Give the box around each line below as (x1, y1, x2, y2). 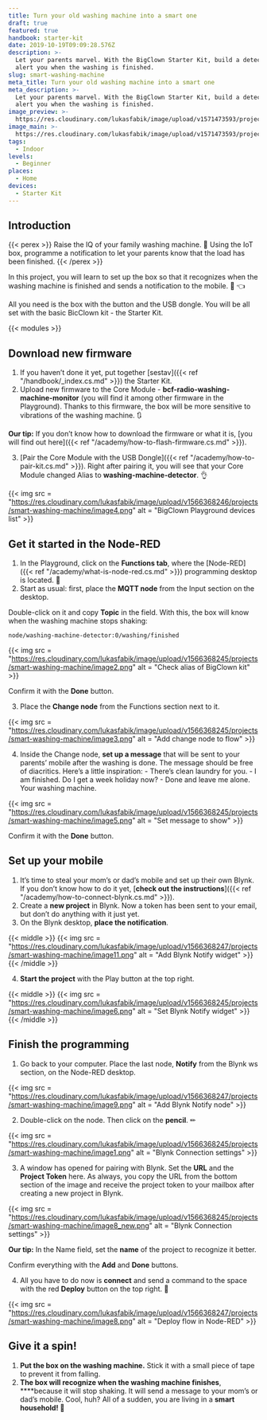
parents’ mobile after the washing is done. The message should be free (19, 758, 253, 768)
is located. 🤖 (19, 575, 61, 585)
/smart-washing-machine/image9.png (8, 1100, 133, 1109)
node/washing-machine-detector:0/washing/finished (8, 632, 180, 640)
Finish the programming (8, 1038, 130, 1051)
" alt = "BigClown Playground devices (132, 506, 256, 515)
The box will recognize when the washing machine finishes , (19, 1377, 222, 1387)
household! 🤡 (19, 1402, 65, 1412)
